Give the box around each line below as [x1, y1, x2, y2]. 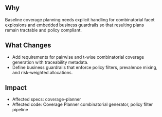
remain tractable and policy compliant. [5, 27, 82, 33]
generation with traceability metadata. [12, 59, 89, 65]
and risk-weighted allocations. [12, 69, 73, 75]
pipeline [12, 107, 28, 113]
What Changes [5, 41, 52, 50]
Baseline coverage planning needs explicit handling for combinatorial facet [5, 17, 155, 22]
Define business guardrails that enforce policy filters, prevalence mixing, [12, 64, 158, 70]
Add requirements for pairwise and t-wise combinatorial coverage [12, 54, 144, 60]
